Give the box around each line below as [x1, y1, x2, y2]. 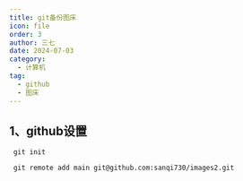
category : [9, 55, 47, 64]
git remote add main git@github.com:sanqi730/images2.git [13, 163, 235, 173]
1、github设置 [9, 123, 88, 139]
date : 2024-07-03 [9, 47, 74, 56]
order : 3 [9, 30, 42, 39]
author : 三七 [9, 38, 56, 47]
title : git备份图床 [9, 13, 77, 22]
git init [13, 148, 47, 157]
